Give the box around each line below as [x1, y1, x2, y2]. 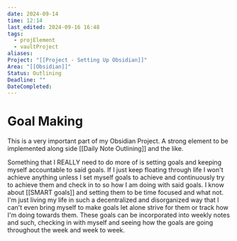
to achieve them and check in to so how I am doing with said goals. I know [7, 181, 225, 189]
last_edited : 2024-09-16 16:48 [7, 23, 100, 30]
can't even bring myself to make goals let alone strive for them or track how [7, 203, 229, 212]
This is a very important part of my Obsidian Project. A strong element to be [7, 137, 228, 145]
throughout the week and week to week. [7, 226, 126, 235]
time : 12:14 [7, 17, 43, 24]
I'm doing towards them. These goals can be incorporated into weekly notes [7, 211, 231, 220]
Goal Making [7, 113, 84, 130]
